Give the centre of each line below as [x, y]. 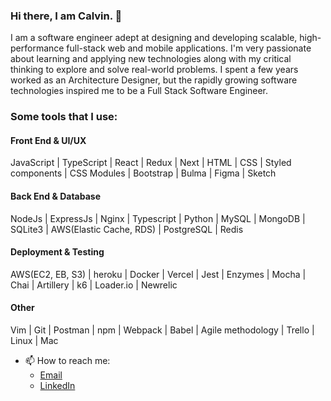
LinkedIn [57, 386]
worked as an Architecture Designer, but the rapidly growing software [154, 80]
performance [37, 48]
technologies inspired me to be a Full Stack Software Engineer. [139, 91]
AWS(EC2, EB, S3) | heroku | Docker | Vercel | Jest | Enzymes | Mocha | [158, 274]
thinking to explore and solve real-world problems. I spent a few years [154, 70]
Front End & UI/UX [48, 140]
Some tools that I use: [64, 117]
